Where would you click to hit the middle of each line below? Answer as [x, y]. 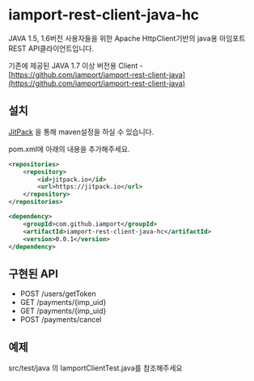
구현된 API [34, 274]
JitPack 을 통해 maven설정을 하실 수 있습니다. [81, 132]
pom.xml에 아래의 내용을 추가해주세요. [69, 149]
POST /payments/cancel [61, 320]
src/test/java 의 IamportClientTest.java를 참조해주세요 [95, 368]
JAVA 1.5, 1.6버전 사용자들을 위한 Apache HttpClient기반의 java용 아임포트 [127, 38]
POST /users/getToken [58, 294]
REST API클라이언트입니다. [51, 48]
